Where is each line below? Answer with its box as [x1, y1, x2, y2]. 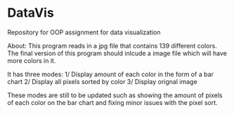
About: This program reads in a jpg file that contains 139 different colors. [7, 41, 218, 50]
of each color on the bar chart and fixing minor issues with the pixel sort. [7, 98, 218, 106]
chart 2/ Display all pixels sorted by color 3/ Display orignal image [7, 77, 198, 85]
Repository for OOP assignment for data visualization [7, 28, 161, 36]
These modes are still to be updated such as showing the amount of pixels [7, 91, 223, 99]
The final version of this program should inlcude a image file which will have [7, 49, 227, 57]
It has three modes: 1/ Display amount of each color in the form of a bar [7, 70, 214, 78]
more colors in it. [7, 56, 56, 64]
